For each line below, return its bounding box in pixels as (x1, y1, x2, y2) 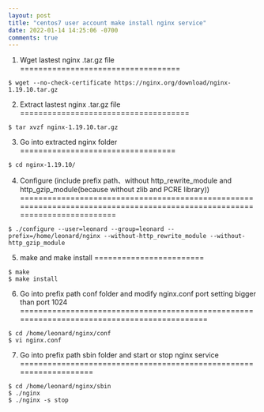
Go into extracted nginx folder (19, 138, 118, 147)
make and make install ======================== (19, 253, 205, 263)
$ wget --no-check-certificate (8, 79, 111, 87)
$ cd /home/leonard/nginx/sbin (8, 383, 111, 391)
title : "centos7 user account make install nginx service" (8, 19, 207, 27)
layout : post (8, 11, 51, 20)
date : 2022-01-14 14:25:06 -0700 (8, 26, 119, 34)
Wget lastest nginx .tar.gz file (19, 55, 115, 65)
